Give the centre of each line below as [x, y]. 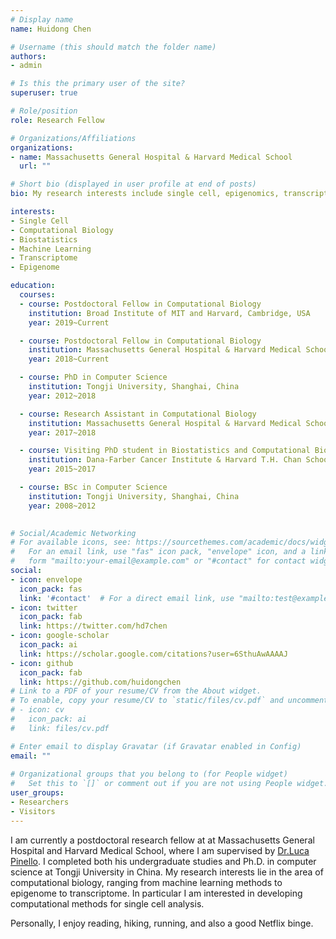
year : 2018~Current [69, 359]
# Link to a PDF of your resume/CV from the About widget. [136, 691]
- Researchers [40, 802]
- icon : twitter [44, 607]
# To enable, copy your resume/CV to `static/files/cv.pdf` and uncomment [169, 701]
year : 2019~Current [69, 322]
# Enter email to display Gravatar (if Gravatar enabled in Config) [156, 746]
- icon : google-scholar [60, 636]
